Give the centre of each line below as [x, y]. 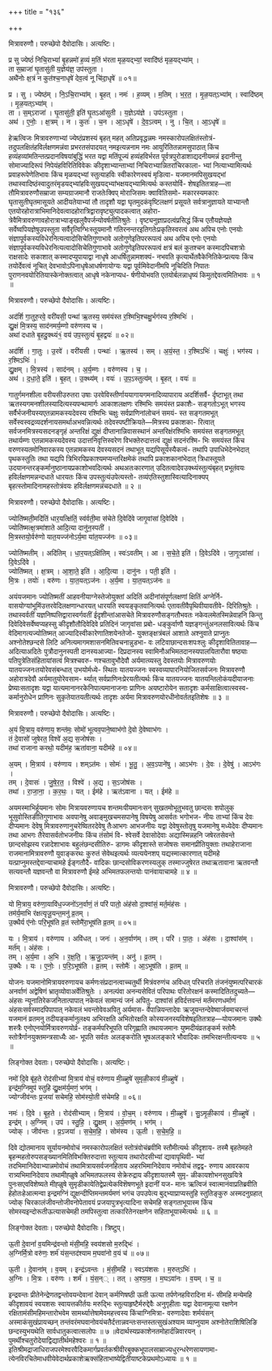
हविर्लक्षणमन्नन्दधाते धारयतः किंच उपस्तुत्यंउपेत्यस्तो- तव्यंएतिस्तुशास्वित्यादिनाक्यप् [108, 477]
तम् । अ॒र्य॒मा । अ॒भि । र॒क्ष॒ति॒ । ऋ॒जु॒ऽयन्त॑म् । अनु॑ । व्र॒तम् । [85, 957]
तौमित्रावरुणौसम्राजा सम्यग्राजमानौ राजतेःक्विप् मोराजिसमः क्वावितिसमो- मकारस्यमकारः [114, 193]
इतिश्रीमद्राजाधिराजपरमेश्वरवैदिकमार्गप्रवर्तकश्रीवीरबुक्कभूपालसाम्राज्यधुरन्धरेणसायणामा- [113, 1349]
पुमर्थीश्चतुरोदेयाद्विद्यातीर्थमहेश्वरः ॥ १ [54, 1340]
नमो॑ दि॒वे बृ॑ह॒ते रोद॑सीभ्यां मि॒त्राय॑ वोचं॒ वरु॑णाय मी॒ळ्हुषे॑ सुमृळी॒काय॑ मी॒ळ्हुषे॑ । [96, 1078]
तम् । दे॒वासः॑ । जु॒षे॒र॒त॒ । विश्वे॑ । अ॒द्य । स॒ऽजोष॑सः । [76, 782]
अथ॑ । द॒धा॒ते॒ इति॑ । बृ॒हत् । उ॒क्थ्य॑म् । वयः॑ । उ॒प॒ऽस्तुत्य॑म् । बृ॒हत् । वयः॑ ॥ [102, 378]
